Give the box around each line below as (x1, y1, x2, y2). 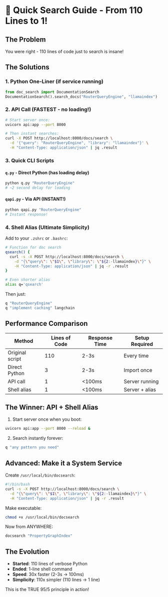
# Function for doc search (5, 245, 61, 250)
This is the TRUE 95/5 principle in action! (5, 586, 89, 592)
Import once (123, 367, 152, 374)
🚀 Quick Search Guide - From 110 (5, 5, 143, 16)
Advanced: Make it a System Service (5, 459, 122, 467)
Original (7, 349, 26, 356)
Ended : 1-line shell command (12, 566, 72, 572)
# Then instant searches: (5, 131, 59, 136)
